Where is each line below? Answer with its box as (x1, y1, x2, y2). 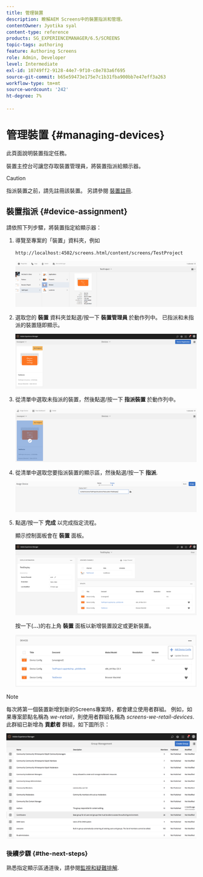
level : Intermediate (6, 61, 59, 67)
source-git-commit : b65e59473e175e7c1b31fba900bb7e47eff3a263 (6, 73, 166, 80)
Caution (6, 174, 26, 181)
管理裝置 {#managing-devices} (6, 128, 165, 142)
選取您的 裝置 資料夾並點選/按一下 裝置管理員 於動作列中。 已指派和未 (14, 314, 189, 321)
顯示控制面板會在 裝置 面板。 (14, 532, 88, 540)
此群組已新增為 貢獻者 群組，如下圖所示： (6, 720, 110, 728)
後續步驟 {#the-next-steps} (6, 849, 88, 858)
